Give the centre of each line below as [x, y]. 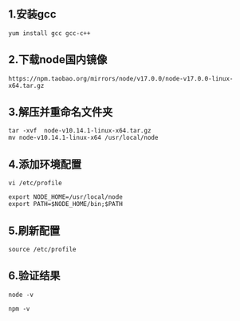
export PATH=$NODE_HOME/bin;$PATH [66, 204]
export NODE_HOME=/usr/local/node [66, 197]
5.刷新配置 [34, 230]
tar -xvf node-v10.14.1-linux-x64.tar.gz [80, 131]
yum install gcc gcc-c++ [49, 33]
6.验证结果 [35, 276]
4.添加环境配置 [45, 164]
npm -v [19, 309]
